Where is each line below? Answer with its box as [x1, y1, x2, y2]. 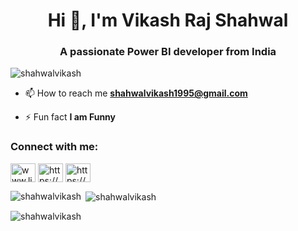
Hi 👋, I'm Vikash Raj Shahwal [47, 9, 289, 32]
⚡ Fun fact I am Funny [24, 111, 117, 123]
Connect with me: [10, 140, 99, 154]
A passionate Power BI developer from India [59, 45, 277, 59]
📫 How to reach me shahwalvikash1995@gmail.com [24, 87, 248, 99]
